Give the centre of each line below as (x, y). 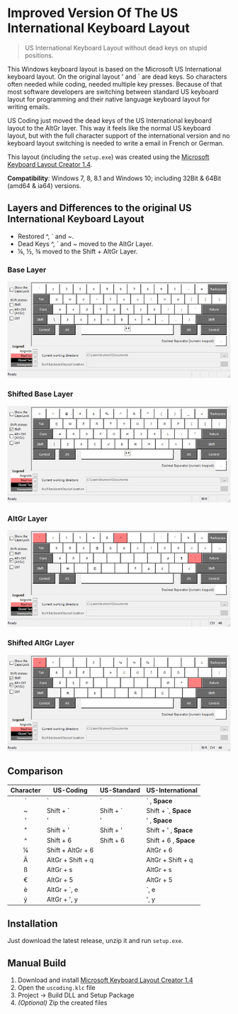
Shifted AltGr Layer (41, 643)
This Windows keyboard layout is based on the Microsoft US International (114, 69)
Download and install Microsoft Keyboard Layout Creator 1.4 (105, 980)
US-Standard (120, 790)
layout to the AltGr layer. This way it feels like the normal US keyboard (109, 128)
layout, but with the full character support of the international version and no (119, 136)
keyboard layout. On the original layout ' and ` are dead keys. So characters (117, 77)
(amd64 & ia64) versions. (44, 185)
